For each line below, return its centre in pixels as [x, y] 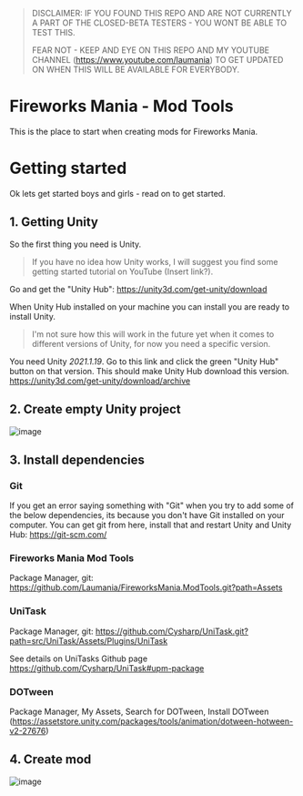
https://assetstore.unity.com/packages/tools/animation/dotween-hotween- [153, 721]
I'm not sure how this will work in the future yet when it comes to [153, 334]
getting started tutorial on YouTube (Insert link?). [122, 271]
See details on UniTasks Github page [79, 658]
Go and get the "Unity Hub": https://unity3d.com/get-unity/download [138, 289]
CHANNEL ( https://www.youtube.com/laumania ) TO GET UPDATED [157, 60]
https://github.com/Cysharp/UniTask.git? [172, 631]
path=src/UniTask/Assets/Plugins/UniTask [89, 640]
